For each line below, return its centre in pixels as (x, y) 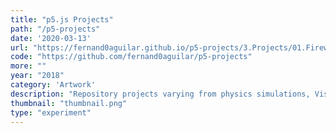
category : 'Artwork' (53, 85)
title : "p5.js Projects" (62, 19)
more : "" (28, 66)
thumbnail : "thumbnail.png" (69, 103)
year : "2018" (37, 76)
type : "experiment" (51, 112)
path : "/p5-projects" (55, 29)
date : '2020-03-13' (51, 38)
